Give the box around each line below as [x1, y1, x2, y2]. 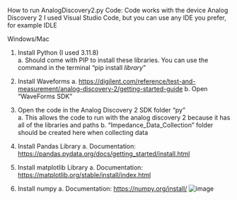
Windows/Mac [7, 35, 50, 43]
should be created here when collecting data [17, 129, 149, 136]
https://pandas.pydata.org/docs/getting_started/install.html [17, 150, 190, 158]
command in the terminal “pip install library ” [17, 64, 146, 71]
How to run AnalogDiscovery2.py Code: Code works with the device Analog [7, 6, 229, 14]
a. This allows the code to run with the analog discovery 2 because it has [17, 113, 231, 122]
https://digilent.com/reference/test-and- [79, 77, 196, 86]
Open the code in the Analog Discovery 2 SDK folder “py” [17, 106, 186, 114]
